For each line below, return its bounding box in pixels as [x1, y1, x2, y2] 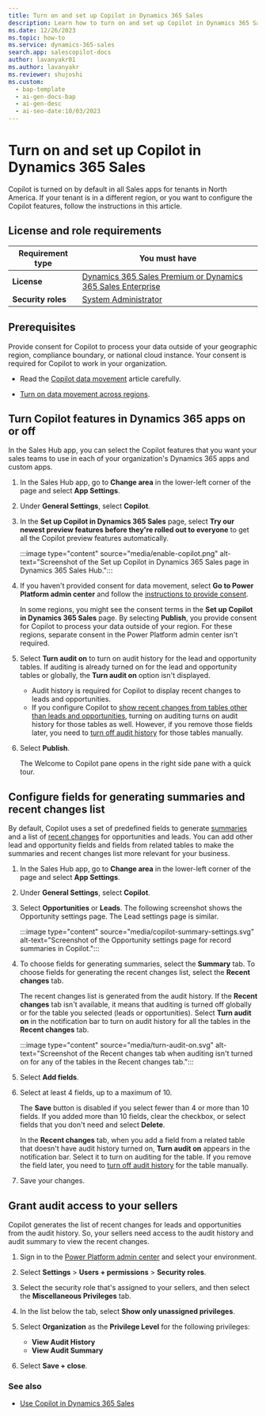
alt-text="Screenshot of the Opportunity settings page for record [19, 935, 232, 945]
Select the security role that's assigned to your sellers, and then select [19, 1283, 250, 1292]
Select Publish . [19, 744, 70, 753]
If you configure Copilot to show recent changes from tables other [31, 702, 248, 713]
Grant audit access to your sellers [8, 1199, 178, 1212]
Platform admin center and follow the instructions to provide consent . [19, 589, 249, 599]
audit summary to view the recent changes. [8, 1237, 150, 1246]
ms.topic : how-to [8, 33, 66, 42]
